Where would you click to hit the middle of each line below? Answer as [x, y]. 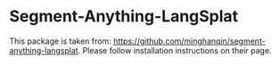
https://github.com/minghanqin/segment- [189, 41]
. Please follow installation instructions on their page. [175, 50]
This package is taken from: [60, 41]
